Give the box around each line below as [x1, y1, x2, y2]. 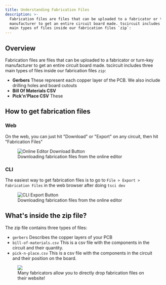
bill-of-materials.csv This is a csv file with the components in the [12, 239, 150, 245]
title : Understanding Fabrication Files [5, 7, 90, 12]
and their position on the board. [12, 255, 77, 261]
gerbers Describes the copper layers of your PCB [12, 234, 113, 240]
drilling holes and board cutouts [12, 82, 78, 88]
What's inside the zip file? [5, 211, 87, 220]
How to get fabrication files [5, 107, 90, 116]
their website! [17, 275, 45, 281]
